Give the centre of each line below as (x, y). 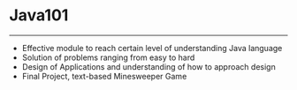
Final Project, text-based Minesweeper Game (104, 76)
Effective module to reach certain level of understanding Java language (152, 48)
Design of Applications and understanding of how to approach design (148, 66)
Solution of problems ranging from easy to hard (108, 57)
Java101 (39, 15)
